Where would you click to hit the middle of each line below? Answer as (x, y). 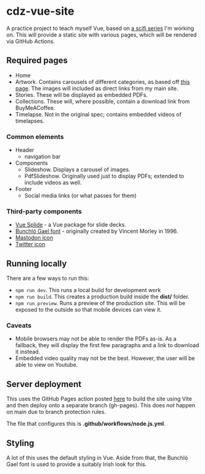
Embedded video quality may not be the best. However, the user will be (105, 358)
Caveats (19, 326)
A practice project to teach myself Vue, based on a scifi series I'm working (100, 28)
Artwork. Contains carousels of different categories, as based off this (102, 81)
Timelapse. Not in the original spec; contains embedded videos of (98, 114)
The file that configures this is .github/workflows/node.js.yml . (86, 424)
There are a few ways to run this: (48, 278)
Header (25, 150)
